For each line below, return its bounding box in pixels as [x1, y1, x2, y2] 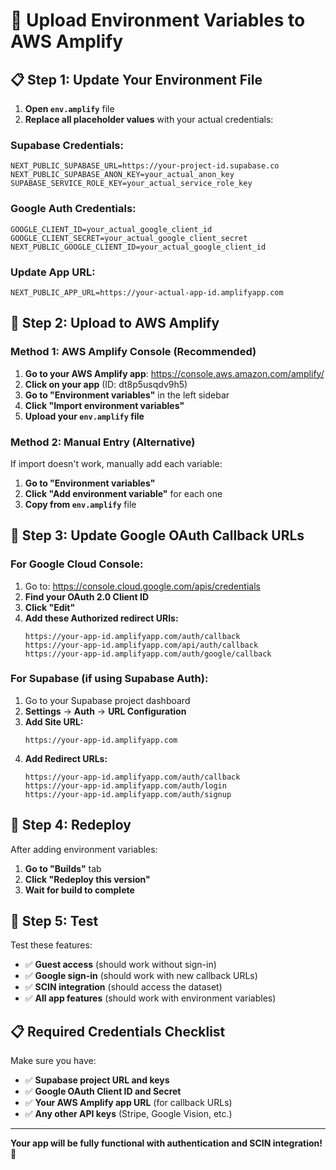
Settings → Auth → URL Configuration [24, 705, 187, 717]
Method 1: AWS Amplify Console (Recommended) [10, 345, 257, 359]
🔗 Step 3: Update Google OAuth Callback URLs [10, 527, 305, 544]
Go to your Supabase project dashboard [24, 694, 191, 706]
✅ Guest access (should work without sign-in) [24, 959, 217, 971]
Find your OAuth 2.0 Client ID [24, 590, 150, 603]
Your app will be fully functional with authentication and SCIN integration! [10, 1137, 323, 1149]
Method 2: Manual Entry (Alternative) [10, 435, 196, 449]
